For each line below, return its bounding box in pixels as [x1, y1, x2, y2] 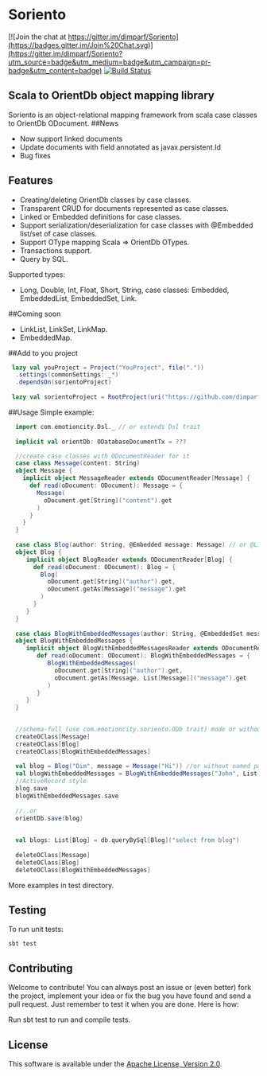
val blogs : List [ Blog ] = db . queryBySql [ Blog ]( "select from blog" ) [15, 836, 240, 844]
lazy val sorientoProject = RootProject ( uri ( [11, 393, 165, 401]
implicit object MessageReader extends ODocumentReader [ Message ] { [22, 474, 250, 482]
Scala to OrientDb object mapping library [8, 89, 215, 103]
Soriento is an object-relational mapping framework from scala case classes [8, 110, 257, 119]
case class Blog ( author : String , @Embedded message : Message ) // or [15, 541, 247, 549]
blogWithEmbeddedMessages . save [15, 792, 119, 800]
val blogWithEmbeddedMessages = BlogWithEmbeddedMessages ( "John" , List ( [15, 770, 261, 778]
